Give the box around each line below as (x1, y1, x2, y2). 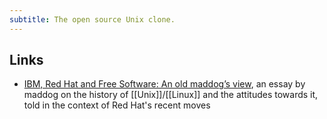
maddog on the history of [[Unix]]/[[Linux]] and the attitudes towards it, (23, 89, 319, 101)
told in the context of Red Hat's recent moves (23, 99, 211, 111)
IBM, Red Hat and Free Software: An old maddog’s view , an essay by (23, 78, 306, 90)
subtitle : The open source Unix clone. (9, 14, 176, 25)
